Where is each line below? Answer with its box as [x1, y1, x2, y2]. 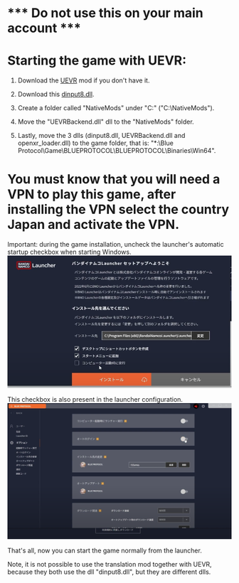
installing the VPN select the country [7, 201, 230, 218]
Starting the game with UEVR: [7, 53, 187, 69]
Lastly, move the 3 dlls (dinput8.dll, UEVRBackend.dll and [17, 132, 186, 140]
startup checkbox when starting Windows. [7, 247, 132, 257]
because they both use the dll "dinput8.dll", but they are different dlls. [7, 567, 211, 577]
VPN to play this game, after [7, 186, 176, 203]
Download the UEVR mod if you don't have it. [17, 76, 150, 85]
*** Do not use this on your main [7, 5, 204, 21]
